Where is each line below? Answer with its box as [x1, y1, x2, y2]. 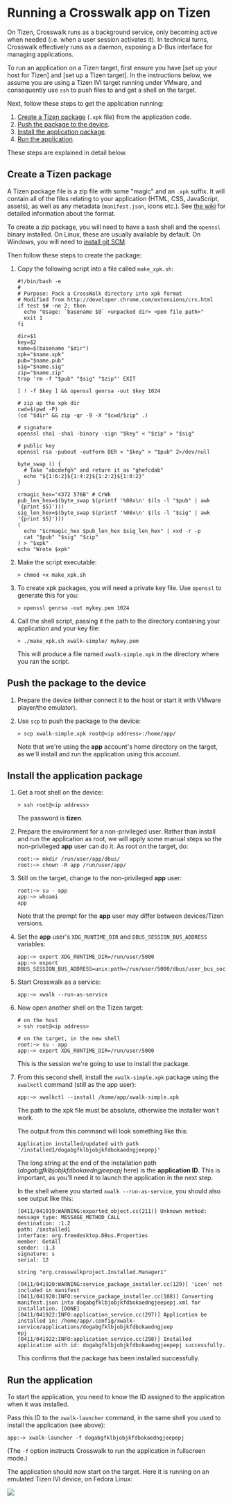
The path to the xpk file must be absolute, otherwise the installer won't [17, 1106, 220, 1115]
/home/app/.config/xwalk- [61, 1317, 136, 1325]
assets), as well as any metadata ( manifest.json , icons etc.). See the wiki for [7, 202, 226, 210]
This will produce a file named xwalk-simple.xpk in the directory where [17, 649, 220, 658]
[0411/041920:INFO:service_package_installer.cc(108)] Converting [17, 1293, 214, 1301]
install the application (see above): [7, 1421, 105, 1429]
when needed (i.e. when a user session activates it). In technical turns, [7, 35, 209, 43]
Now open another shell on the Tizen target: [17, 1003, 144, 1012]
